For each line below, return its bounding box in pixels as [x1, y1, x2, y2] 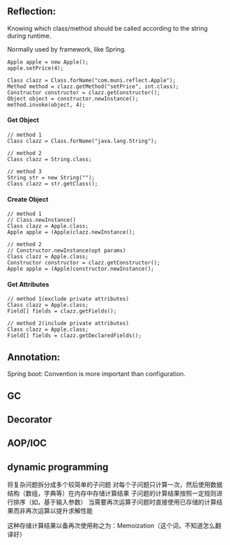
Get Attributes [7, 280, 49, 288]
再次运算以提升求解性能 [25, 507, 93, 515]
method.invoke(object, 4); [7, 101, 86, 108]
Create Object [7, 195, 49, 203]
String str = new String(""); [7, 174, 95, 181]
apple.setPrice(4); [7, 64, 64, 72]
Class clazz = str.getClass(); [7, 181, 98, 188]
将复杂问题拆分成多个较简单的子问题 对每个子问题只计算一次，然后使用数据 [7, 481, 223, 489]
